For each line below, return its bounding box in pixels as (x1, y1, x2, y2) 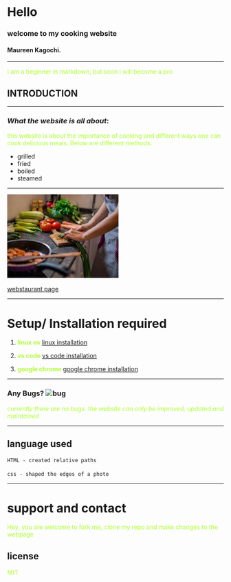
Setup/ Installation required (7, 315, 167, 331)
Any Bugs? (7, 388, 45, 398)
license (7, 550, 39, 562)
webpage (7, 530, 34, 539)
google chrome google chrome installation (16, 365, 139, 373)
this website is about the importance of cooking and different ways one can (7, 132, 221, 140)
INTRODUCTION (7, 87, 78, 99)
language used (7, 438, 72, 450)
